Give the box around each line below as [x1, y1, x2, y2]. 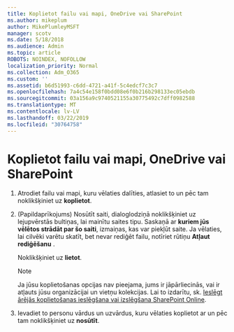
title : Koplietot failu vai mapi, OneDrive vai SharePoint [7, 10, 183, 18]
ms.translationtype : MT [7, 102, 77, 109]
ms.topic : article [7, 50, 61, 57]
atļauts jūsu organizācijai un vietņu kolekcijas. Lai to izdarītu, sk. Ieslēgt [17, 288, 223, 296]
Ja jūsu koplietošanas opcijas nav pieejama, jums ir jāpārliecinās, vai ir [17, 281, 220, 289]
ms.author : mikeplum [7, 17, 68, 24]
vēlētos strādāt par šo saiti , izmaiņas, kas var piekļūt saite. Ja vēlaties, [17, 225, 222, 233]
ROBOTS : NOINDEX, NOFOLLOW [7, 56, 86, 63]
